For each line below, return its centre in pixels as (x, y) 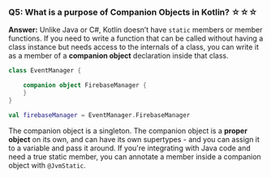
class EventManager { (45, 71)
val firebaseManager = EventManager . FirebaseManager (99, 115)
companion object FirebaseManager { (85, 85)
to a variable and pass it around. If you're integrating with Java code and (130, 148)
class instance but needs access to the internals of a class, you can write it (134, 47)
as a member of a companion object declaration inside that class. (118, 56)
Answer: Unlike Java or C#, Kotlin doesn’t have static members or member (135, 30)
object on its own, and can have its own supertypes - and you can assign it (134, 139)
